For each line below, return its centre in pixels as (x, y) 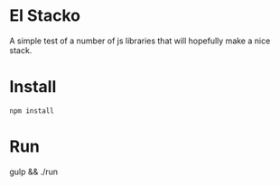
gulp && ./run (34, 172)
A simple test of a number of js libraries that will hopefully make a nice (140, 41)
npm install (32, 111)
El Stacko (45, 16)
